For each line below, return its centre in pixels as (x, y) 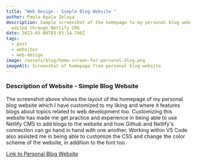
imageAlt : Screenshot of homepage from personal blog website (84, 66)
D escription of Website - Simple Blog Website (72, 86)
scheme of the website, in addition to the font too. (66, 142)
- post (19, 44)
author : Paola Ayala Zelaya (40, 17)
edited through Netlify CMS (46, 28)
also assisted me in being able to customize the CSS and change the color (96, 136)
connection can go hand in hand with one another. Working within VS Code (97, 130)
